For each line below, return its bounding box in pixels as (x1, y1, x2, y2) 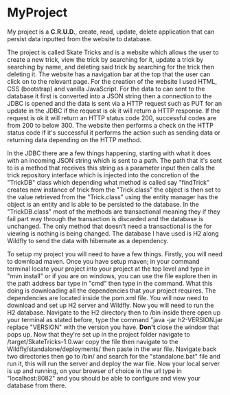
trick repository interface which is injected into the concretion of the (7, 170, 200, 179)
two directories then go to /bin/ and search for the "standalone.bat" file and (7, 352, 221, 360)
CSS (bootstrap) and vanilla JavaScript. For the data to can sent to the (7, 84, 205, 93)
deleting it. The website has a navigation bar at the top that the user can (7, 70, 211, 78)
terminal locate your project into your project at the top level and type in (7, 264, 210, 273)
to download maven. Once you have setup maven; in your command (7, 257, 200, 265)
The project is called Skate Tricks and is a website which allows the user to (7, 48, 219, 56)
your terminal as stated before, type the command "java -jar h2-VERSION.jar (7, 315, 223, 324)
